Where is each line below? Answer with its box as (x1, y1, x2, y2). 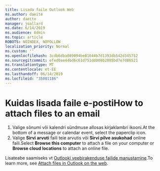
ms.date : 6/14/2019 (5, 26, 45, 31)
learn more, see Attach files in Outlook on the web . (5, 160, 109, 166)
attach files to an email (5, 108, 100, 119)
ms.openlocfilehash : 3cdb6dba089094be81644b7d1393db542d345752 (5, 53, 138, 58)
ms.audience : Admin (5, 30, 45, 35)
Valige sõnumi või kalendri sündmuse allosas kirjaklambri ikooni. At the (12, 124, 155, 130)
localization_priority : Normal (5, 44, 70, 49)
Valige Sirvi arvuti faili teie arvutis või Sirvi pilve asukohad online (12, 134, 146, 141)
